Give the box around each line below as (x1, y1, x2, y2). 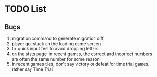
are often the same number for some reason (11, 56, 100, 62)
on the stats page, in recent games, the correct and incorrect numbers (11, 51, 152, 57)
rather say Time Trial (11, 66, 53, 72)
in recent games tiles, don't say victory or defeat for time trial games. (11, 62, 150, 67)
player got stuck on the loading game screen (11, 41, 101, 46)
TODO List (4, 3, 47, 15)
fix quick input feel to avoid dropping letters (11, 46, 99, 51)
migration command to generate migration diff (11, 35, 104, 41)
